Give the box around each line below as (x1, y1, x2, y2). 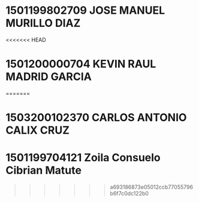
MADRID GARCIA (5, 70, 92, 84)
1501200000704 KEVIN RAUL (5, 58, 156, 71)
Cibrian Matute (5, 164, 82, 177)
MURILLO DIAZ (5, 16, 81, 30)
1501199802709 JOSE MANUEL (5, 4, 165, 17)
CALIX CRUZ (5, 123, 70, 137)
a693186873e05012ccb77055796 (110, 183, 193, 191)
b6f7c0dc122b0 (110, 190, 149, 197)
